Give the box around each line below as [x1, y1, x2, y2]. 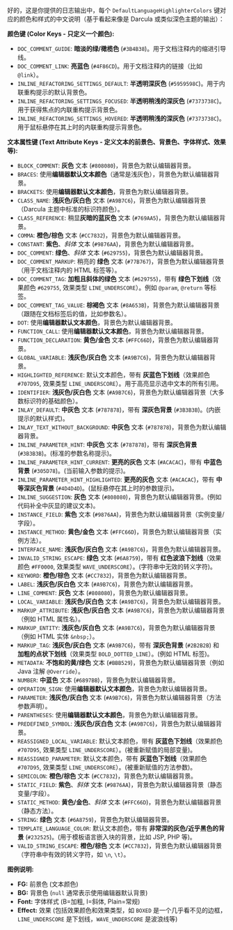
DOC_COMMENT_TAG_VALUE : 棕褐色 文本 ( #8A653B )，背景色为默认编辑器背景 [17, 301, 220, 309]
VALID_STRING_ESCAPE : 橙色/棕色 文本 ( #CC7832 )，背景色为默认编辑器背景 [17, 841, 223, 850]
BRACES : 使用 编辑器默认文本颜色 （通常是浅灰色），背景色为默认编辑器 [17, 170, 214, 178]
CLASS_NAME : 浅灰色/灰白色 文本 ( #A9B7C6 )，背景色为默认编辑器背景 [17, 196, 207, 204]
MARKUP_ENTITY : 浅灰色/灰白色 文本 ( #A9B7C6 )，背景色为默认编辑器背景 [17, 624, 216, 631]
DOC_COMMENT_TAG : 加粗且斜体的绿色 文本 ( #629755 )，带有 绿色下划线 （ [17, 275, 216, 283]
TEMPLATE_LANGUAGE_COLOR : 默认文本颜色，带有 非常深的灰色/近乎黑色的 [17, 824, 219, 832]
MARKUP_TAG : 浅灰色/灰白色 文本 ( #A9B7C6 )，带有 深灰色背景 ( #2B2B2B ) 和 [17, 641, 220, 649]
